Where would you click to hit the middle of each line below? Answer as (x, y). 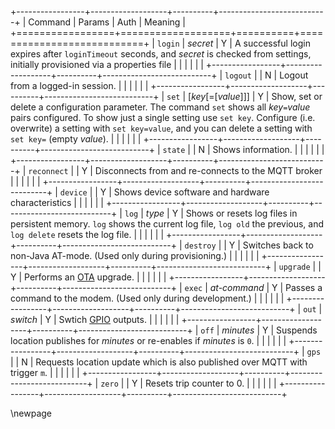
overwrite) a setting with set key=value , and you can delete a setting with (161, 128)
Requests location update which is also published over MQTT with (171, 362)
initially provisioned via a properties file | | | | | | (107, 64)
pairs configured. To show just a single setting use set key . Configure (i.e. (163, 117)
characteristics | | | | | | (57, 202)
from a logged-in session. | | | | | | (79, 85)
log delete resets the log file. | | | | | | (87, 234)
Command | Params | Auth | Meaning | (107, 22)
